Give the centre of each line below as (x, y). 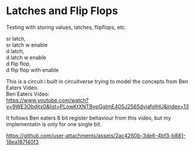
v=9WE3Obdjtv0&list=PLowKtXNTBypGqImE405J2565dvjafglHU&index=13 (97, 106)
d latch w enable (26, 57)
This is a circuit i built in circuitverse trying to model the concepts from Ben (97, 81)
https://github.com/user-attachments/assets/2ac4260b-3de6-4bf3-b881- (96, 135)
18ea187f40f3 (23, 142)
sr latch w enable (27, 45)
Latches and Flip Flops (62, 11)
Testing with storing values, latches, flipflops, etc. (66, 27)
